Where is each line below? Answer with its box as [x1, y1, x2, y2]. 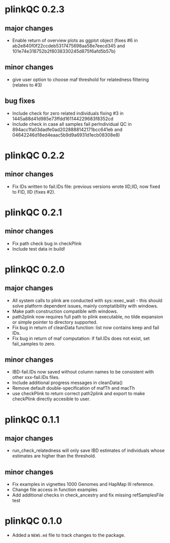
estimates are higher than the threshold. [12, 453, 96, 459]
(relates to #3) [12, 82, 42, 88]
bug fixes [5, 97, 35, 105]
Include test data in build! [12, 246, 66, 252]
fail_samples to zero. [12, 340, 55, 347]
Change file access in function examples [12, 486, 98, 493]
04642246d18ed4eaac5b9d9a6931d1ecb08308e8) [12, 131, 120, 138]
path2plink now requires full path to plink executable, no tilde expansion [12, 313, 163, 319]
